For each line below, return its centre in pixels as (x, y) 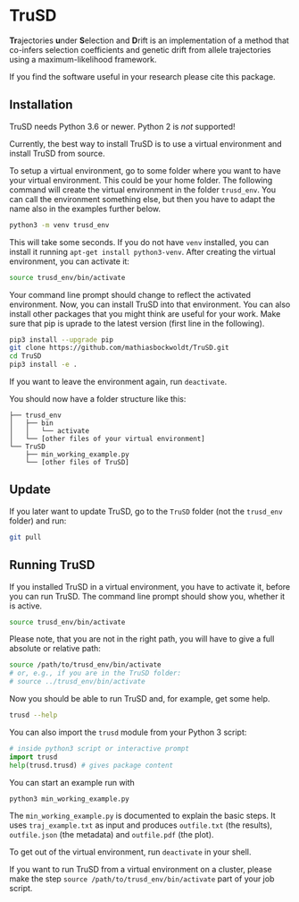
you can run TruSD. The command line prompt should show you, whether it (147, 596)
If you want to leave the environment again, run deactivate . (118, 382)
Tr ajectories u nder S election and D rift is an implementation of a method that (149, 40)
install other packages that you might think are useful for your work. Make (145, 313)
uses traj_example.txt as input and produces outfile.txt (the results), (141, 825)
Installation (41, 105)
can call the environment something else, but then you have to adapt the (142, 199)
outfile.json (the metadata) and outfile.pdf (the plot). (112, 835)
